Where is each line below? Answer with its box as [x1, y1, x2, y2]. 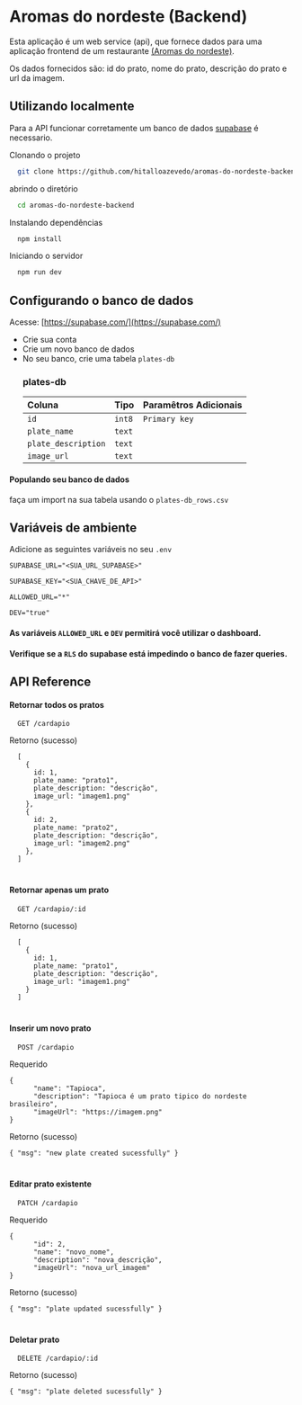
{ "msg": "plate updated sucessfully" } [9, 1304, 164, 1313]
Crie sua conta [22, 335, 77, 345]
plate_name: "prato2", [32, 823, 119, 833]
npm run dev [17, 268, 63, 277]
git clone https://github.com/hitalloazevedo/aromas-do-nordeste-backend [17, 166, 299, 176]
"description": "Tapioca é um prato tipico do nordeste [32, 1091, 247, 1101]
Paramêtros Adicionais [142, 398, 243, 411]
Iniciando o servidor [9, 250, 84, 262]
